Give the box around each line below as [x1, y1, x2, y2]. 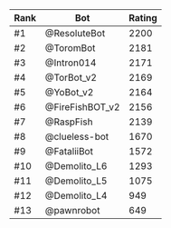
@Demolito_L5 [44, 174, 108, 187]
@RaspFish [44, 115, 93, 128]
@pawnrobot [44, 204, 100, 216]
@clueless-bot [44, 131, 109, 143]
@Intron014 [44, 56, 97, 69]
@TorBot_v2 [44, 72, 98, 84]
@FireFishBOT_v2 [44, 101, 120, 113]
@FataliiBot [44, 145, 93, 157]
